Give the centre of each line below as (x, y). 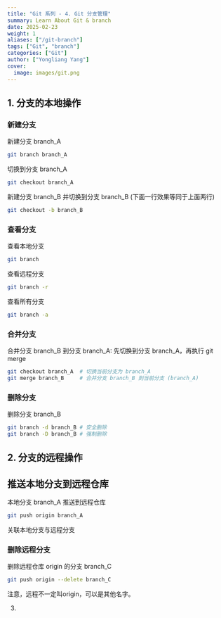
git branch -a (28, 315)
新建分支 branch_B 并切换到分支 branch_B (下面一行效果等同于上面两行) (111, 196)
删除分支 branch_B (34, 414)
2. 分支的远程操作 (45, 458)
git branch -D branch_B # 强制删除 (57, 434)
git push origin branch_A (45, 516)
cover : (17, 66)
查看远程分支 (26, 273)
